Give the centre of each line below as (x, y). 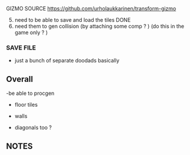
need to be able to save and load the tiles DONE (73, 20)
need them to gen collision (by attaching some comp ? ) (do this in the (99, 26)
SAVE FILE (21, 48)
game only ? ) (31, 32)
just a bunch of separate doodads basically (67, 61)
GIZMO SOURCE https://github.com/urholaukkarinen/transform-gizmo (91, 9)
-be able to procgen (30, 93)
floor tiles (26, 105)
